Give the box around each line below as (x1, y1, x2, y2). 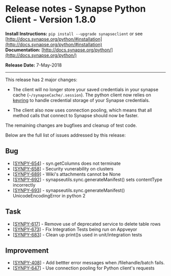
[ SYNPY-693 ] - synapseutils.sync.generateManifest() (12, 187, 125, 193)
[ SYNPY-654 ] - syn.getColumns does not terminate (12, 160, 121, 166)
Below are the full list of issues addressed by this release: (5, 132, 126, 138)
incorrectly (12, 182, 36, 188)
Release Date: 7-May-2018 (5, 62, 62, 68)
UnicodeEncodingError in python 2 (12, 192, 85, 198)
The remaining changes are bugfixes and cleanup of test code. (5, 122, 137, 128)
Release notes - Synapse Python (5, 3, 146, 15)
